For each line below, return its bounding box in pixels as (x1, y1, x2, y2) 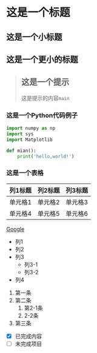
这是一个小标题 (6, 32, 62, 42)
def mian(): (6, 148, 36, 154)
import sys (6, 130, 34, 137)
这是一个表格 (6, 169, 44, 177)
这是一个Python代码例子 (6, 111, 78, 119)
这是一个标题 (6, 5, 71, 20)
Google (6, 225, 25, 232)
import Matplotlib (6, 137, 53, 143)
